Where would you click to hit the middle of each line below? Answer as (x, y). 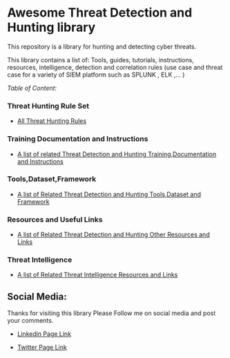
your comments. (30, 321)
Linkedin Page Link (44, 334)
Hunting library (51, 27)
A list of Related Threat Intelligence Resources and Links (97, 275)
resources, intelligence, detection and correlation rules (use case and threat (115, 67)
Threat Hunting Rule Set (48, 106)
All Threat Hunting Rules (52, 121)
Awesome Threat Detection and (100, 13)
